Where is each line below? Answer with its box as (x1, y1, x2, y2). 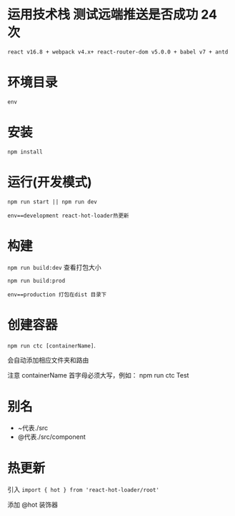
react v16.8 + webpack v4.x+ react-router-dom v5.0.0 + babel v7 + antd (7, 48, 229, 56)
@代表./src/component (17, 432, 86, 441)
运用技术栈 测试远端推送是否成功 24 (7, 6, 218, 23)
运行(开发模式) (7, 174, 93, 190)
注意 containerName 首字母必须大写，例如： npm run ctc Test (7, 370, 189, 379)
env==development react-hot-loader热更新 (7, 212, 129, 219)
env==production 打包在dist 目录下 (7, 290, 107, 298)
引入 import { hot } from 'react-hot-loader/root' (7, 485, 159, 493)
